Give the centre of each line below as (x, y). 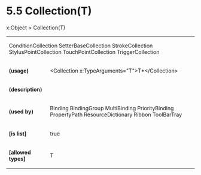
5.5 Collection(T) (49, 11)
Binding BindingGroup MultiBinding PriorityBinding (112, 108)
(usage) (19, 71)
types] (17, 159)
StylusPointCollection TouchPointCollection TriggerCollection (84, 52)
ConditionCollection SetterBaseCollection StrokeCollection (81, 46)
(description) (25, 90)
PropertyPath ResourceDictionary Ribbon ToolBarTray (116, 114)
